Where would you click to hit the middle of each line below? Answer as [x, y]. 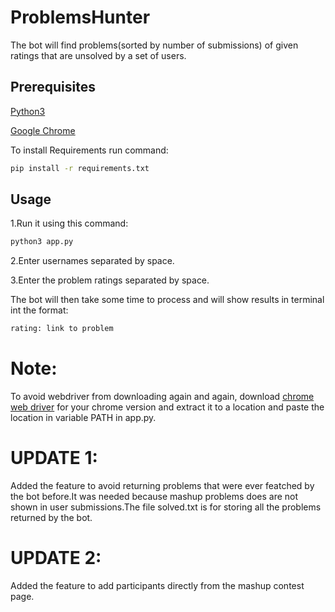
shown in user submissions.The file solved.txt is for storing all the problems [166, 507]
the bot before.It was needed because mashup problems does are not [154, 497]
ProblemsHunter [80, 17]
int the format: [39, 310]
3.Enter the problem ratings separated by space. [110, 280]
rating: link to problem [62, 329]
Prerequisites [53, 87]
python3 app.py [42, 242]
